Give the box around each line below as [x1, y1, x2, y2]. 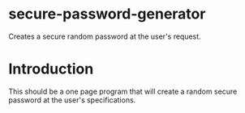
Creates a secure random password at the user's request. [8, 31, 201, 41]
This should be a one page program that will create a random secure [8, 86, 238, 96]
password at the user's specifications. [8, 94, 136, 105]
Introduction [8, 60, 94, 78]
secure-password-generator [8, 5, 206, 23]
